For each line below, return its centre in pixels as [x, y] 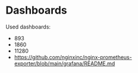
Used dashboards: [28, 27]
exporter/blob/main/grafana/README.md [65, 64]
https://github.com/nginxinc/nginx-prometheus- [73, 57]
